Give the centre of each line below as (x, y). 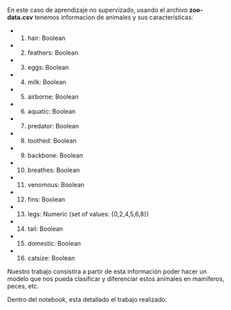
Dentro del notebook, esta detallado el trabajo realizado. (87, 299)
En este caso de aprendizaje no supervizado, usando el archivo (98, 10)
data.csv (20, 17)
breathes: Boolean (54, 170)
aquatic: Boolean (52, 111)
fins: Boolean (46, 199)
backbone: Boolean (55, 155)
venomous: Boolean (56, 185)
